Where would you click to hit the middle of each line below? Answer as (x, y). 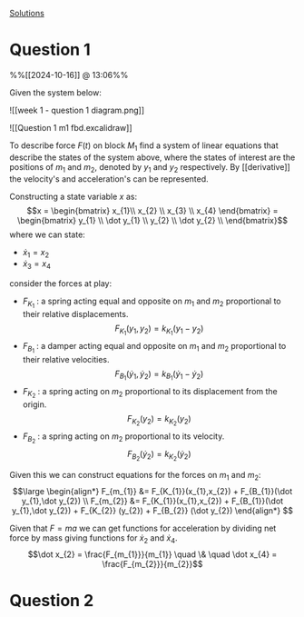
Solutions (27, 13)
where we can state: (48, 234)
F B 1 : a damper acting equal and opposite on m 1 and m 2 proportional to (154, 348)
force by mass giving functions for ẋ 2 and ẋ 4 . (93, 538)
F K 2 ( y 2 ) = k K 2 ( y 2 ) (159, 420)
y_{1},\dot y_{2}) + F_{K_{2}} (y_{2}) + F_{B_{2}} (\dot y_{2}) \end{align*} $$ (152, 510)
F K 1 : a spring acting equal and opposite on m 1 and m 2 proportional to (152, 303)
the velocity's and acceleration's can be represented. (109, 179)
